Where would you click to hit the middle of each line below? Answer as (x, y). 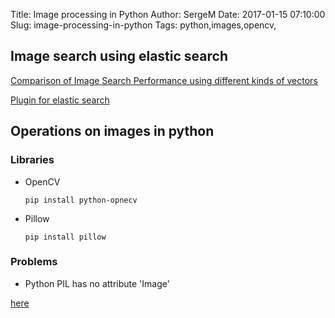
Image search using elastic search (119, 56)
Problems (34, 262)
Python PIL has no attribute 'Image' (97, 283)
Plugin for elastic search (60, 100)
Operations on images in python (112, 131)
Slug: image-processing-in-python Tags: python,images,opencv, (143, 25)
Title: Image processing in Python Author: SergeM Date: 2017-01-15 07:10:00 (168, 14)
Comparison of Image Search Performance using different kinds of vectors (164, 80)
